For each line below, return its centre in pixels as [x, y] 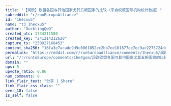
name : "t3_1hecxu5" [26, 24]
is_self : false [21, 95]
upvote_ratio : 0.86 [26, 72]
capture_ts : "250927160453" [35, 43]
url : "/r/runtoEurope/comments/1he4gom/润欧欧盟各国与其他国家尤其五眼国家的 [83, 57]
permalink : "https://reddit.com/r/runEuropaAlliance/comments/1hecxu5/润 [85, 52]
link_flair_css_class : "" [33, 86]
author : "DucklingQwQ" [29, 29]
